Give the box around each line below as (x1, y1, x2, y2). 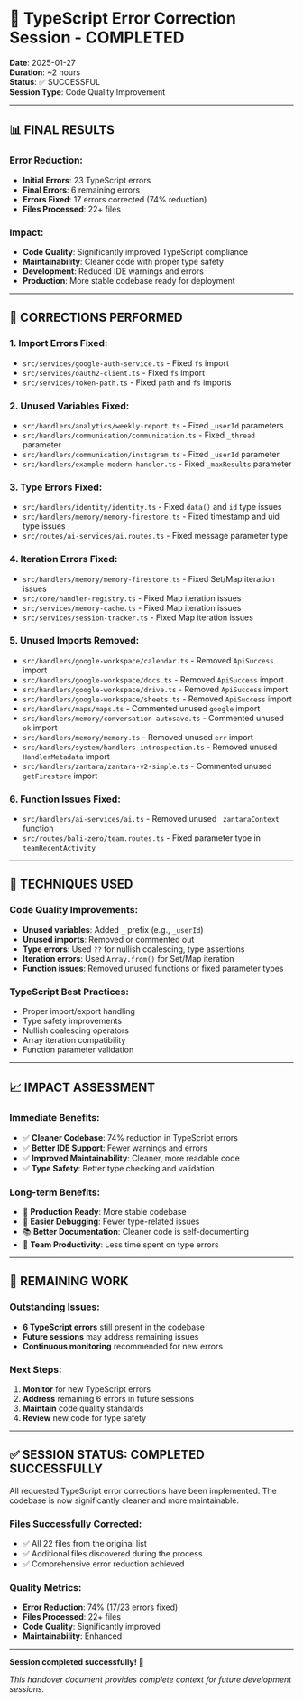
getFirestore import (22, 770, 98, 781)
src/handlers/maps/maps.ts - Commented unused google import (22, 702, 261, 713)
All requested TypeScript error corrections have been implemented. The (9, 1485, 277, 1496)
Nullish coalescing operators (22, 1025, 129, 1036)
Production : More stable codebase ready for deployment (22, 275, 236, 286)
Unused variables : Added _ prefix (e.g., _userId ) (22, 924, 205, 935)
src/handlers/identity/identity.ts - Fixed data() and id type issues (22, 502, 282, 512)
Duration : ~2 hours (9, 67, 81, 78)
